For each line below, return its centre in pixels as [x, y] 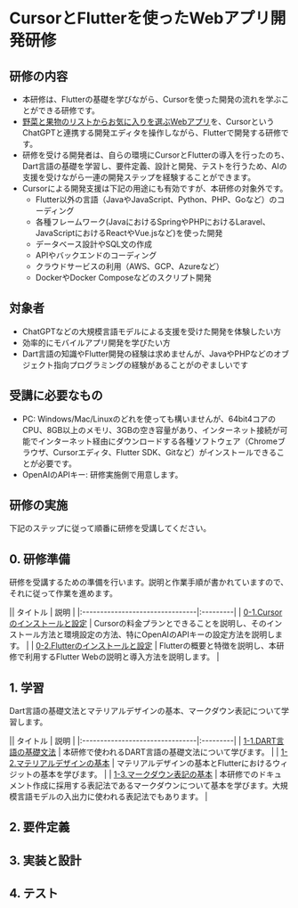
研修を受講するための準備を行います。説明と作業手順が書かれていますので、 [149, 582]
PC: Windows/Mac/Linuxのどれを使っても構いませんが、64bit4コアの [149, 419]
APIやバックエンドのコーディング [96, 255]
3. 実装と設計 [45, 860]
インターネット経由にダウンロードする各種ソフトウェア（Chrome [158, 441]
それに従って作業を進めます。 [63, 593]
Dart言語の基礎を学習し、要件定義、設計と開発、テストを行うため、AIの [154, 166]
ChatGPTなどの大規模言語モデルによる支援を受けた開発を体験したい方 [152, 331]
